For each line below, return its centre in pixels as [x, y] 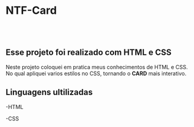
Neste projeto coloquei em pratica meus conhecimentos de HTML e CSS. [97, 67]
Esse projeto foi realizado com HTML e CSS [89, 53]
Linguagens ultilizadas [49, 92]
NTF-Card [31, 11]
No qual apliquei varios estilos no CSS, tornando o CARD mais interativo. [96, 73]
